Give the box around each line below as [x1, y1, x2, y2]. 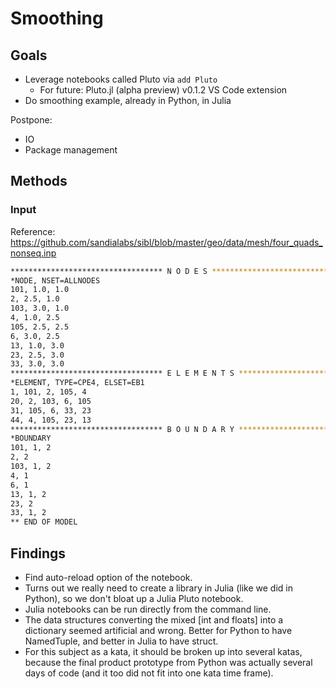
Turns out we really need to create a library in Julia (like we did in [24, 582, 293, 594]
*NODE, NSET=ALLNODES [10, 275, 101, 286]
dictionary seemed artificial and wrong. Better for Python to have [24, 625, 293, 636]
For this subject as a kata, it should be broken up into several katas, [24, 646, 303, 657]
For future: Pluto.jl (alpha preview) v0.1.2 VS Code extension [39, 84, 288, 96]
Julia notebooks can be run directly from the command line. [24, 603, 272, 615]
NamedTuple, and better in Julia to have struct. [24, 635, 219, 647]
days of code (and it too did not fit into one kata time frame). [24, 667, 274, 679]
